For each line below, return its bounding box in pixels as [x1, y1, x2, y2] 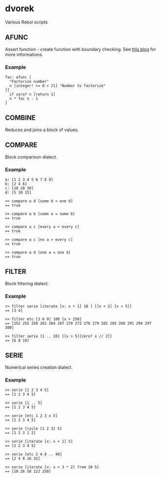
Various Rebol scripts [5, 19, 48, 25]
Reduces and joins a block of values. [5, 127, 79, 133]
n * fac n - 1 [9, 96, 38, 101]
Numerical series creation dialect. [5, 364, 73, 370]
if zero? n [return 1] [9, 92, 56, 97]
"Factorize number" [9, 79, 49, 84]
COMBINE [5, 114, 36, 122]
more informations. [5, 51, 43, 57]
